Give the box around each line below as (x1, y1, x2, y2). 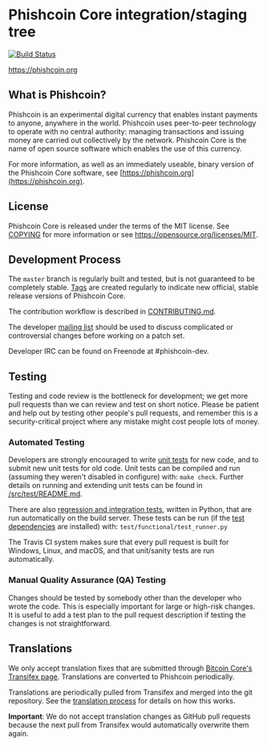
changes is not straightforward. (8, 618, 112, 628)
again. (8, 728, 30, 738)
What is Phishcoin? (8, 88, 107, 102)
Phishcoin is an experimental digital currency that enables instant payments (8, 109, 258, 119)
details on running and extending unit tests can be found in (8, 481, 203, 490)
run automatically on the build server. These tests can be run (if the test (8, 513, 245, 523)
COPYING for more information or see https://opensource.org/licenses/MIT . (8, 229, 259, 239)
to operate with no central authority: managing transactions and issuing (8, 126, 245, 136)
